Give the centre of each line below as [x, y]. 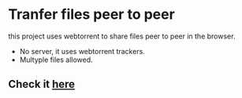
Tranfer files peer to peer [91, 15]
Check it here [42, 84]
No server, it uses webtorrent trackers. [82, 51]
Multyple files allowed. [56, 60]
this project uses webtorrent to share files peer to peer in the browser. [122, 36]
